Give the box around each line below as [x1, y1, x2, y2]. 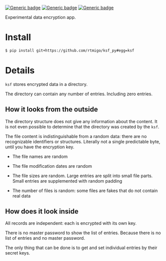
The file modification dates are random [12, 163, 92, 169]
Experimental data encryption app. [5, 14, 76, 20]
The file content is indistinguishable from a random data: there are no [5, 133, 147, 139]
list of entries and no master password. [5, 235, 85, 241]
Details [5, 65, 35, 76]
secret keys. [5, 250, 30, 256]
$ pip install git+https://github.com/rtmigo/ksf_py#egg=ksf [5, 48, 135, 53]
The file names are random [12, 153, 68, 159]
